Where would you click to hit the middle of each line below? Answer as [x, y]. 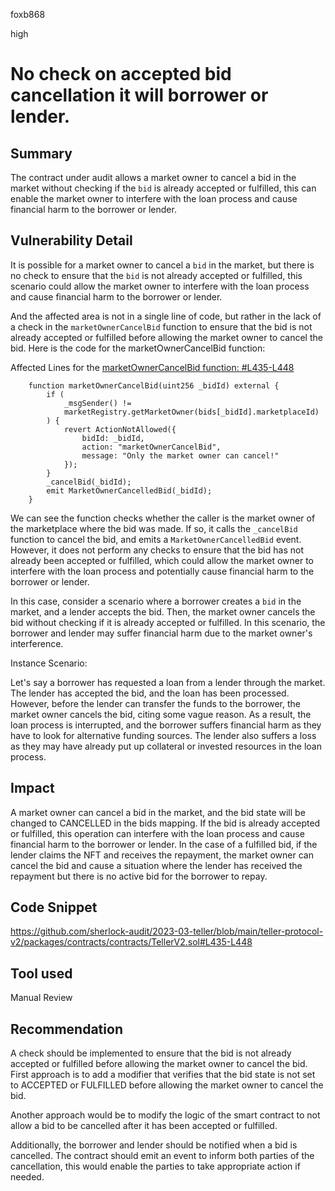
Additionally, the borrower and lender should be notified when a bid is [154, 1145]
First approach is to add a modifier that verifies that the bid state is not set [163, 1075]
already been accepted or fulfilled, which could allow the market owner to [162, 560]
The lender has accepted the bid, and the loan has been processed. [150, 693]
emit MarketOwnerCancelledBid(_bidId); [129, 490]
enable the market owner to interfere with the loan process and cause [154, 198]
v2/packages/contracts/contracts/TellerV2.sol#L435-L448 [131, 942]
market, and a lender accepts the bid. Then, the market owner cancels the [163, 611]
